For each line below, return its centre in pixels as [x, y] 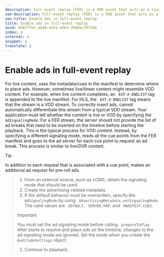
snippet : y [16, 42]
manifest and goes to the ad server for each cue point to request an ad [76, 141]
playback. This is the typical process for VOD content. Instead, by [71, 130]
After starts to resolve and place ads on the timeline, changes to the [85, 230]
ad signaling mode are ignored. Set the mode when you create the [83, 235]
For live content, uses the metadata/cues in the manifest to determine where [82, 84]
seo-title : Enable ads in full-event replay [51, 19]
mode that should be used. [51, 185]
